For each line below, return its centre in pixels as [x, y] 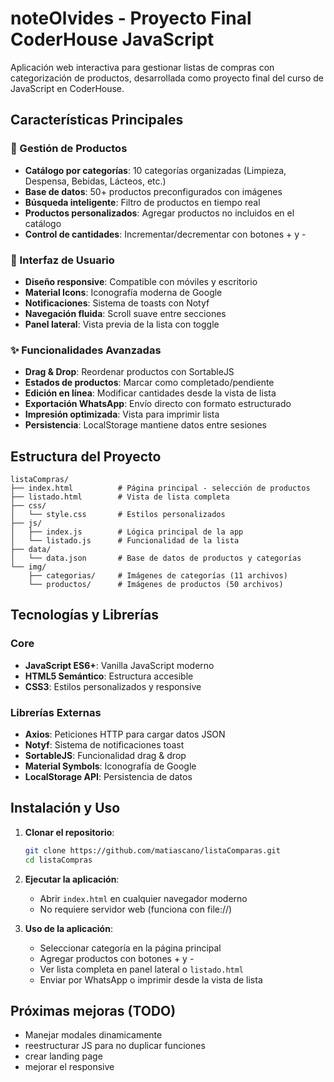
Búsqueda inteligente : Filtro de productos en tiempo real [142, 202]
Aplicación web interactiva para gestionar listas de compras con [142, 67]
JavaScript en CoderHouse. [67, 88]
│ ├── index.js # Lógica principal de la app [127, 532]
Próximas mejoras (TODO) [93, 1010]
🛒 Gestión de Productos [69, 149]
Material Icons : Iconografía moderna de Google [123, 292]
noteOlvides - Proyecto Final [131, 18]
